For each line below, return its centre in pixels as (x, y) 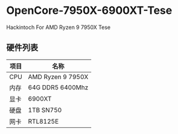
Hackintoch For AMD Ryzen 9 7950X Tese (58, 27)
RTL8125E (43, 121)
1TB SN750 (45, 110)
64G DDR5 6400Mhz (58, 87)
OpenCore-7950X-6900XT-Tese (89, 11)
